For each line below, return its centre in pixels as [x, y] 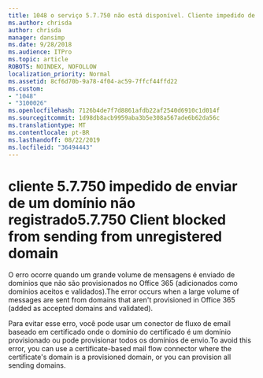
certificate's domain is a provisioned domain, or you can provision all [120, 357]
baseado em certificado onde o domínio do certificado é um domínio [120, 332]
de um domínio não [72, 203]
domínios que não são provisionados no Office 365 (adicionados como [123, 283]
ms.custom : [26, 89]
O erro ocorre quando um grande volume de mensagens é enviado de [122, 275]
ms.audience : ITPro [40, 52]
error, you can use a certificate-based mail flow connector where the [120, 349]
